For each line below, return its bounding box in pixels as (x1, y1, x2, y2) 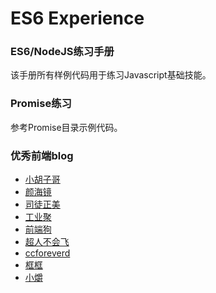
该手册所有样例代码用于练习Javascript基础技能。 (10, 69, 212, 81)
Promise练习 (10, 97, 72, 111)
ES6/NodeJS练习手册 (10, 45, 115, 59)
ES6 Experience (10, 7, 145, 30)
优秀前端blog (10, 148, 74, 162)
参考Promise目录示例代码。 (10, 121, 123, 133)
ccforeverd (24, 247, 71, 259)
